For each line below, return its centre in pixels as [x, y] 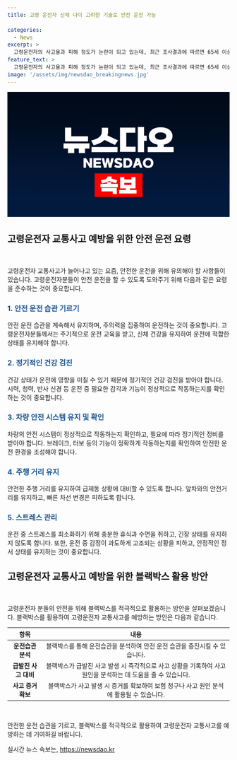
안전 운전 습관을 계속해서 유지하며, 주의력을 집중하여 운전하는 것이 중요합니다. [114, 325]
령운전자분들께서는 [33, 334]
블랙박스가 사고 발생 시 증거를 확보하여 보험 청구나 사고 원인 [130, 686]
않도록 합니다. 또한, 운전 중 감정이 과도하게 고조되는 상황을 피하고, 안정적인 [117, 543]
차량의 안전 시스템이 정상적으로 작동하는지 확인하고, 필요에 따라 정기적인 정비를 [116, 434]
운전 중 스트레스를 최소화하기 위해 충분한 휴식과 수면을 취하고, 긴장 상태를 [108, 534]
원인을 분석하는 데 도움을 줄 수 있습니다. [136, 674]
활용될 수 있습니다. [140, 695]
